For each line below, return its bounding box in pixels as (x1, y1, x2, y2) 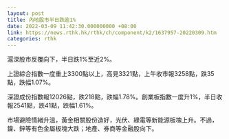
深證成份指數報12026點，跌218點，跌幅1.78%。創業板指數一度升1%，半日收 (7, 93, 223, 101)
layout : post (7, 10, 45, 17)
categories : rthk (7, 36, 57, 42)
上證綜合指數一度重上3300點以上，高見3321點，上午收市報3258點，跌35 (7, 70, 215, 78)
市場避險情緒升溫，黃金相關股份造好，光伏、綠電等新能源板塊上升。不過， (7, 116, 218, 124)
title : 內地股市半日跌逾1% (7, 16, 76, 23)
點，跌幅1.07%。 (7, 78, 55, 86)
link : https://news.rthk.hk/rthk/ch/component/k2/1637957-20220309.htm (7, 29, 217, 36)
